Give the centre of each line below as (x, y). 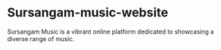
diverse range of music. (41, 38)
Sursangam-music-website (88, 13)
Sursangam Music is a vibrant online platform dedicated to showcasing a (110, 32)
